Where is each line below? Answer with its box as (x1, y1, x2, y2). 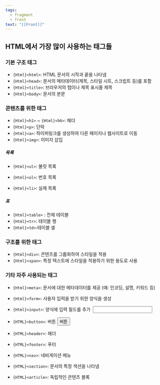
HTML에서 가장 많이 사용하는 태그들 (5, 42, 112, 51)
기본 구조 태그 (5, 59, 37, 66)
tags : (5, 7, 17, 13)
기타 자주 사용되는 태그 (5, 272, 58, 279)
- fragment (10, 12, 33, 17)
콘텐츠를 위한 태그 (5, 105, 47, 112)
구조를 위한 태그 (5, 239, 42, 246)
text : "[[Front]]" (5, 22, 45, 27)
